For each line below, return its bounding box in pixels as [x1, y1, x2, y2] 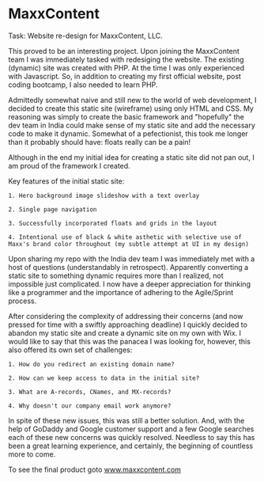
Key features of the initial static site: [8, 176, 125, 186]
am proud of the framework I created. [8, 161, 130, 170]
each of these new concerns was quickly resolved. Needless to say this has [8, 432, 255, 442]
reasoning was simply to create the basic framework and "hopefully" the [8, 112, 245, 121]
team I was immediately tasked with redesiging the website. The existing [8, 55, 244, 64]
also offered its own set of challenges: [8, 345, 133, 355]
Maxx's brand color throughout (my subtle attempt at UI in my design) [8, 240, 249, 248]
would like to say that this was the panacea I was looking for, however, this [8, 336, 251, 346]
